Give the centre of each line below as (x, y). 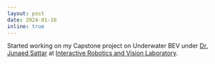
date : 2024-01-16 (32, 20)
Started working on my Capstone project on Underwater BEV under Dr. (107, 46)
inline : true (26, 26)
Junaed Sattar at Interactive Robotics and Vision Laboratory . (93, 53)
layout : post (26, 13)
